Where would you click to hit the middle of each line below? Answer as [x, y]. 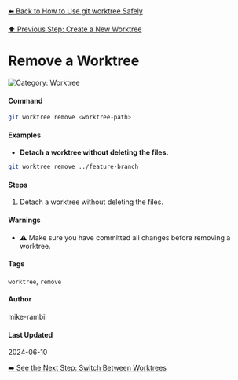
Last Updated [31, 334]
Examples [25, 135]
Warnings [24, 220]
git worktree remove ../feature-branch [73, 167]
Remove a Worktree [74, 61]
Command [26, 100]
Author [20, 299]
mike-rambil [27, 316]
